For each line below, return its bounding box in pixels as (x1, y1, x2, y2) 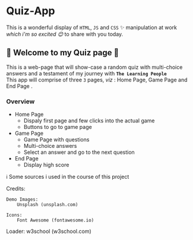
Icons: (6, 212, 23, 218)
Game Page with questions (23, 136, 90, 143)
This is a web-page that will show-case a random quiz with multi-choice (6, 64, 183, 71)
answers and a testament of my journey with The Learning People (6, 70, 167, 77)
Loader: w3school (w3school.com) (6, 228, 92, 235)
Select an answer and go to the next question (23, 149, 135, 156)
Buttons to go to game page (23, 124, 92, 131)
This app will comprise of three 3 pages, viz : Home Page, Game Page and (6, 76, 188, 83)
